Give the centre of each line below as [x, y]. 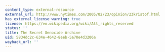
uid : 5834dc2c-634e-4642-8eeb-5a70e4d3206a [51, 38]
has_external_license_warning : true [43, 19]
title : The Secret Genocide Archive [43, 33]
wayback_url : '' [22, 42]
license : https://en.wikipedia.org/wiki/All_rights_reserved [69, 24]
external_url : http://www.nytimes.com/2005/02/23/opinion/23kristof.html [83, 14]
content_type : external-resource [40, 10]
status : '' [16, 28]
